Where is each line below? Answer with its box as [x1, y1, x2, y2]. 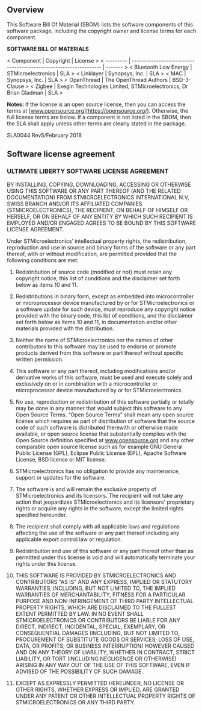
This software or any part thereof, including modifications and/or [15, 367, 176, 374]
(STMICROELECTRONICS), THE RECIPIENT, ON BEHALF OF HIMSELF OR [7, 206, 188, 213]
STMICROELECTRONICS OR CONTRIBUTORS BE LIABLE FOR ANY [15, 616, 180, 624]
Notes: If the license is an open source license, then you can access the [7, 101, 186, 108]
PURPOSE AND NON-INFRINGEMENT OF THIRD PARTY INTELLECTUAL [15, 597, 194, 604]
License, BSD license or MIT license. [15, 456, 106, 463]
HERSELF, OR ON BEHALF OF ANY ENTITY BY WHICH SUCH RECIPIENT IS [7, 213, 193, 220]
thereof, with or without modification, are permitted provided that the [7, 250, 177, 257]
